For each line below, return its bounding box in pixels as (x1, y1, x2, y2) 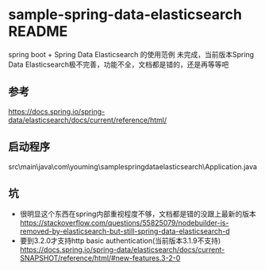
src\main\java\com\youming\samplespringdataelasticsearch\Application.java (8, 161, 258, 172)
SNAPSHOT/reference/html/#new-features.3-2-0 (19, 253, 181, 263)
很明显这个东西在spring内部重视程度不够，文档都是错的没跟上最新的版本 (19, 209, 256, 219)
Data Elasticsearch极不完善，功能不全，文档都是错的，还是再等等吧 (8, 60, 229, 69)
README (8, 22, 68, 40)
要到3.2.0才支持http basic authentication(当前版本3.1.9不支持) (19, 236, 221, 245)
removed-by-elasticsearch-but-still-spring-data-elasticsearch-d (19, 226, 230, 236)
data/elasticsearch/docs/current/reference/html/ (8, 115, 167, 125)
